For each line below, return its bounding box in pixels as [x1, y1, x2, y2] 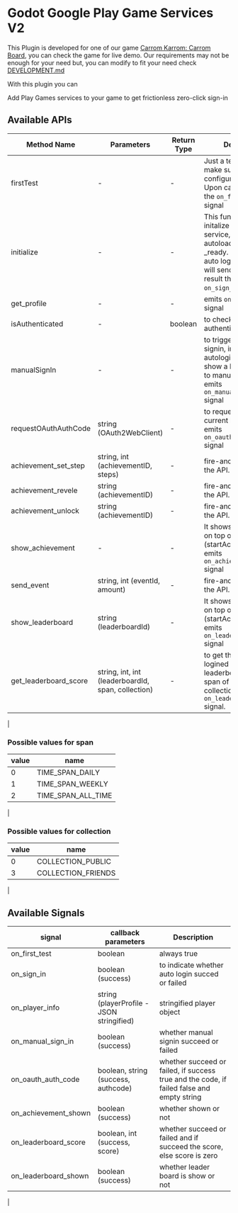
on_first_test [11, 949, 52, 959]
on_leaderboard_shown [11, 1171, 89, 1181]
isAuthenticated [11, 319, 64, 329]
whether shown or [159, 1104, 220, 1114]
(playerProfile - [97, 998, 150, 1008]
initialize [11, 247, 38, 256]
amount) [97, 585, 126, 594]
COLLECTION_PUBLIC [36, 857, 112, 867]
